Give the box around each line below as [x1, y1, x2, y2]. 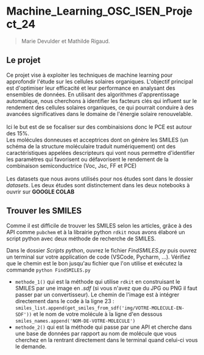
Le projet [6, 55, 41, 65]
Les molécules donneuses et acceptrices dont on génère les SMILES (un [6, 136, 189, 143]
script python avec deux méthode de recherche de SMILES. [6, 235, 157, 242]
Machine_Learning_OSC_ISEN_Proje [6, 4, 193, 18]
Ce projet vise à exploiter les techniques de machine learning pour [6, 71, 173, 79]
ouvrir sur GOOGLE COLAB [6, 188, 75, 195]
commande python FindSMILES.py [6, 266, 91, 273]
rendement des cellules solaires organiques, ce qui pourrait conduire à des [6, 104, 194, 111]
